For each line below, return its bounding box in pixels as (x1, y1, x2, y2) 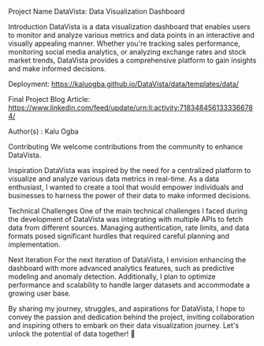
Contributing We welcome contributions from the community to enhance (8, 142, 244, 151)
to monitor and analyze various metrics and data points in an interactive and (8, 31, 255, 39)
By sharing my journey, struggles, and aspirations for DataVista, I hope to (8, 304, 246, 313)
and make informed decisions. (8, 64, 106, 73)
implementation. (8, 240, 61, 249)
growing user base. (8, 288, 71, 298)
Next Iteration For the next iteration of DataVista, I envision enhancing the (8, 255, 247, 264)
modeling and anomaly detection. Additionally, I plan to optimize (8, 272, 217, 281)
